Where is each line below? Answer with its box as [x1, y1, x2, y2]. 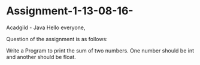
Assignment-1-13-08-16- [6, 4, 134, 18]
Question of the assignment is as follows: [6, 35, 108, 42]
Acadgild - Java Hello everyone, [6, 24, 86, 31]
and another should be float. [6, 53, 76, 60]
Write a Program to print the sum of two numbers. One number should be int [6, 47, 195, 54]
